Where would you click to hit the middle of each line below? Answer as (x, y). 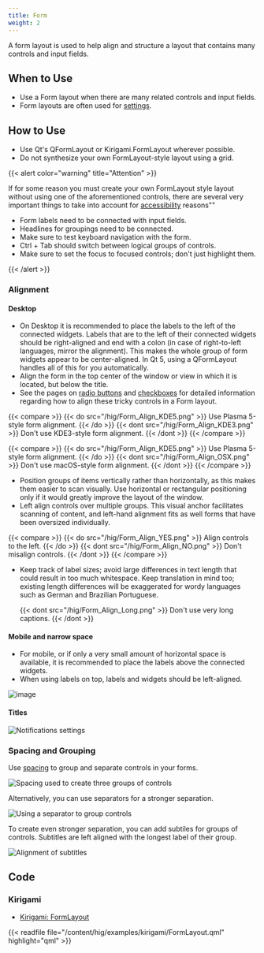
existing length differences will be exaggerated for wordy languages (130, 586)
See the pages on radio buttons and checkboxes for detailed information (137, 393)
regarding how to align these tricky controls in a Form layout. (118, 401)
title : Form (28, 15)
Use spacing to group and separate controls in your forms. (103, 767)
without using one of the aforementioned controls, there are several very (126, 197)
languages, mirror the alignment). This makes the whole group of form (134, 351)
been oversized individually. (65, 523)
